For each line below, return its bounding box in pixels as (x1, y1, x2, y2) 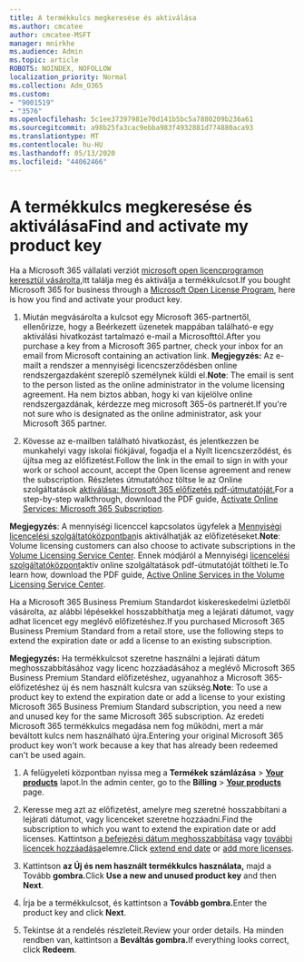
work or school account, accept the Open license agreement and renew (22, 465, 292, 476)
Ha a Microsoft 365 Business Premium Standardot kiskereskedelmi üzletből (9, 597, 290, 608)
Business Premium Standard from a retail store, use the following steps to (9, 625, 284, 637)
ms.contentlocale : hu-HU (9, 140, 103, 149)
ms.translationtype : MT (9, 132, 100, 141)
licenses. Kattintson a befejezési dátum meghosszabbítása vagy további (22, 834, 293, 845)
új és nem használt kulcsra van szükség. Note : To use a (62, 682, 268, 693)
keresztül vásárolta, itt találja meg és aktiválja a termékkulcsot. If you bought (9, 275, 291, 286)
